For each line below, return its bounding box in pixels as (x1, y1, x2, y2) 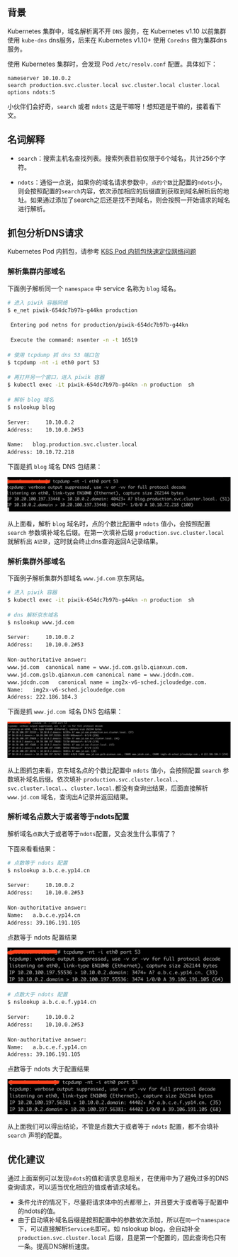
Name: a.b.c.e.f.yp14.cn (7, 1044, 87, 1051)
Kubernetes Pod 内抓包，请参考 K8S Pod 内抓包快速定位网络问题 (7, 247, 197, 256)
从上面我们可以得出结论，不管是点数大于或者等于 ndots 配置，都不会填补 (7, 1122, 220, 1131)
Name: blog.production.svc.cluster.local (7, 441, 138, 449)
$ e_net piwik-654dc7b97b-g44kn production (7, 307, 138, 314)
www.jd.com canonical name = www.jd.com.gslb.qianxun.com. (7, 663, 189, 671)
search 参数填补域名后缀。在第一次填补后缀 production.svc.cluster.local (7, 528, 225, 536)
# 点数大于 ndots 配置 (7, 991, 68, 998)
